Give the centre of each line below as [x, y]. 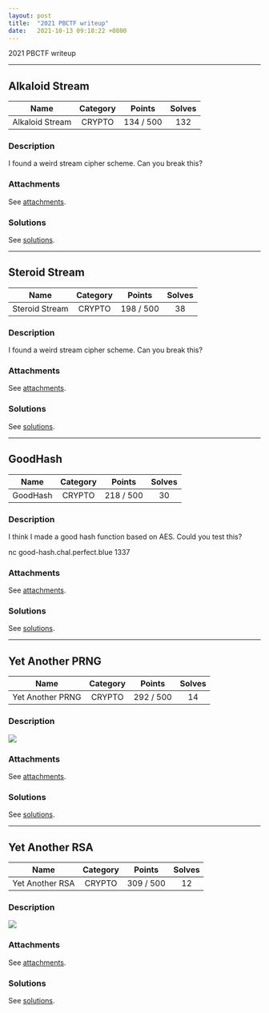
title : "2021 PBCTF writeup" [59, 23]
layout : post [30, 16]
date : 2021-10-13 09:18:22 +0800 [68, 30]
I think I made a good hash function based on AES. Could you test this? [125, 537]
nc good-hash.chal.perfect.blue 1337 [69, 552]
